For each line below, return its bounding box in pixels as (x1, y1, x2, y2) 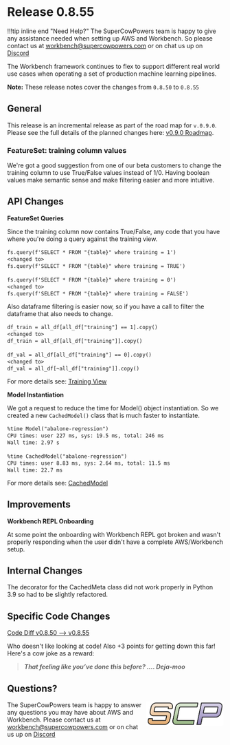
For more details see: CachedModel (7, 479, 108, 487)
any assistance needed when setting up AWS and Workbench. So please (7, 34, 213, 42)
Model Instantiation (7, 390, 64, 399)
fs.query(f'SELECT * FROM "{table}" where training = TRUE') (7, 262, 186, 269)
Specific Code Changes (7, 610, 111, 622)
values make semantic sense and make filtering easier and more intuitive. (7, 176, 215, 185)
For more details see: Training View (7, 377, 107, 386)
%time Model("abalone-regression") (7, 425, 109, 432)
